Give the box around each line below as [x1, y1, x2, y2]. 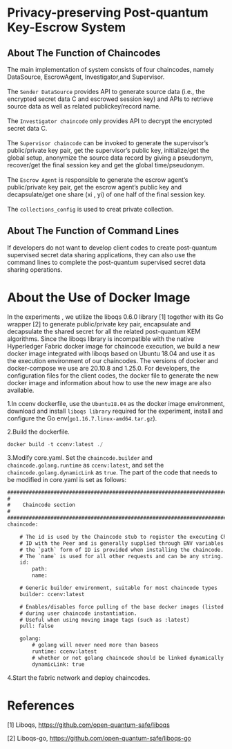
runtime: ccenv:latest [32, 648, 97, 655]
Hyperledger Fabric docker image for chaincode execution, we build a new [7, 342, 220, 350]
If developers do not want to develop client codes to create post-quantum [7, 243, 217, 252]
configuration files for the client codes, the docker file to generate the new [7, 371, 219, 380]
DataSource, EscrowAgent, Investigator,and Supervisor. [7, 73, 165, 81]
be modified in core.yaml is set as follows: [7, 475, 126, 483]
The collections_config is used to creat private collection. [7, 205, 174, 213]
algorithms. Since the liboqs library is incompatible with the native [7, 334, 195, 343]
